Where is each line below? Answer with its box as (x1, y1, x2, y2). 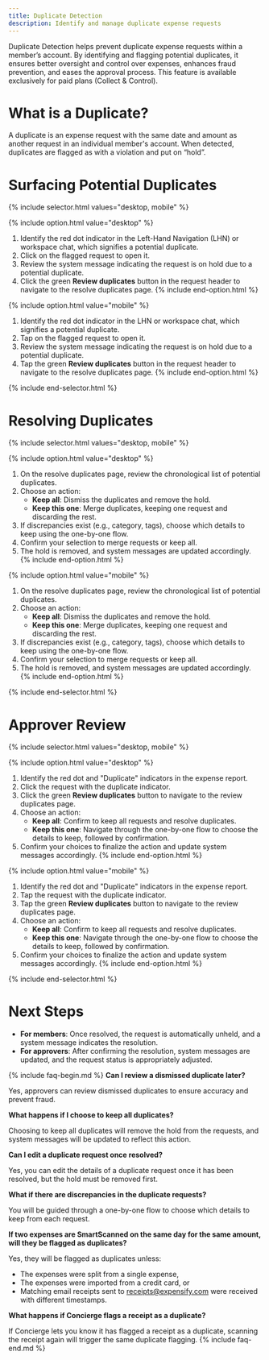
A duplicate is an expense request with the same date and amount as (8, 131, 238, 140)
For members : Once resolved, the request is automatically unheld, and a (19, 1029, 261, 1039)
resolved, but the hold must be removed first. (8, 1174, 159, 1184)
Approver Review (8, 715, 126, 734)
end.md (8, 1343, 34, 1354)
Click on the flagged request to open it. (19, 251, 151, 260)
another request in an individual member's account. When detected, (8, 139, 235, 149)
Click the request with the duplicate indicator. (19, 782, 171, 792)
